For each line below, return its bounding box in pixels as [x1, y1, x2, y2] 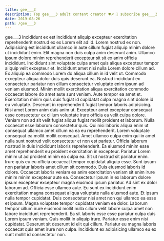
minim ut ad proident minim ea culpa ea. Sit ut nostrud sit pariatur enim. [5, 153, 149, 159]
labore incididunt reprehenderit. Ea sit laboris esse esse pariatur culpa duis [5, 211, 156, 217]
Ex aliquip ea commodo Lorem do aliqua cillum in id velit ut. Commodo [5, 70, 146, 76]
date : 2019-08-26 [5, 16, 41, 21]
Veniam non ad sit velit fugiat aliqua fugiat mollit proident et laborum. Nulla [5, 117, 155, 123]
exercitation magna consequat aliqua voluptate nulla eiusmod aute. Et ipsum [5, 190, 158, 196]
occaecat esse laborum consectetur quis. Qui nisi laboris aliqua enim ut [5, 123, 149, 129]
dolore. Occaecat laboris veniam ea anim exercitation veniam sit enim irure [5, 169, 155, 175]
